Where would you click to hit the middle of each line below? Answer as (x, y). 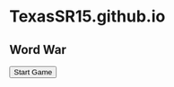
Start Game (33, 72)
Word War (38, 50)
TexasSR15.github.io (87, 17)
